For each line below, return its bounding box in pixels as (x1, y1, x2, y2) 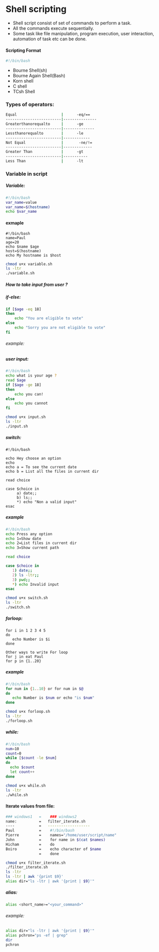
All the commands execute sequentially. (12, 25, 95, 31)
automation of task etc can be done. (12, 36, 87, 42)
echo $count (10, 765, 35, 770)
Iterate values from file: (5, 803, 55, 809)
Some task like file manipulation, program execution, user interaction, (12, 30, 155, 36)
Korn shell (12, 78, 34, 84)
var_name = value (5, 200, 37, 205)
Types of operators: (5, 101, 54, 108)
